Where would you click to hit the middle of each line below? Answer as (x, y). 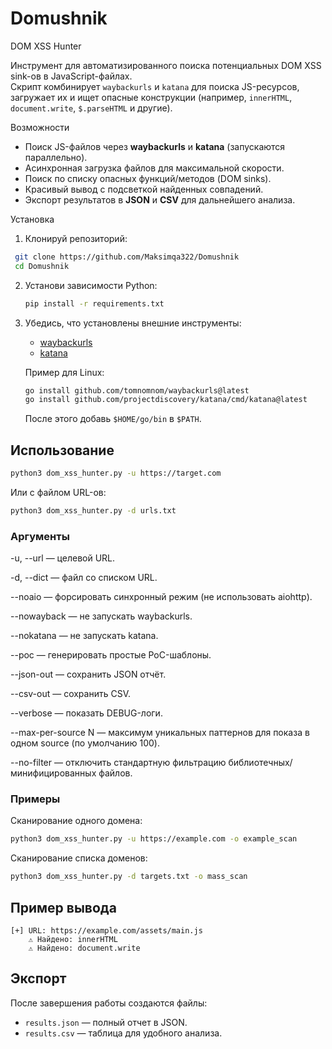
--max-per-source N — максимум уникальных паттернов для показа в (160, 733)
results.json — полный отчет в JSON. (106, 1022)
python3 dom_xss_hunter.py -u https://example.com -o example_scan (154, 839)
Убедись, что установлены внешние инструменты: (133, 323)
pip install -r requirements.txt (94, 303)
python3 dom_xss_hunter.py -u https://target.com (116, 473)
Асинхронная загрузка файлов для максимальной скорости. (154, 168)
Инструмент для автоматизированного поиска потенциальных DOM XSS (166, 65)
